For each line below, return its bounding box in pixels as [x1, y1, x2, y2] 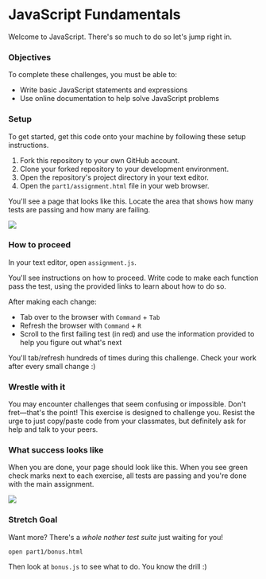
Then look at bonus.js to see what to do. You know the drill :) [8, 562, 208, 571]
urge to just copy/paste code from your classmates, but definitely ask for [8, 416, 246, 426]
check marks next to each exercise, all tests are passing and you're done [8, 471, 248, 480]
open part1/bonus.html [8, 547, 83, 556]
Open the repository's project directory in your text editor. [19, 173, 209, 182]
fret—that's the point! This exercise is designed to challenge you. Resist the [8, 408, 256, 418]
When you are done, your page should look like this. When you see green [8, 463, 249, 472]
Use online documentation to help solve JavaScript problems [19, 94, 220, 103]
